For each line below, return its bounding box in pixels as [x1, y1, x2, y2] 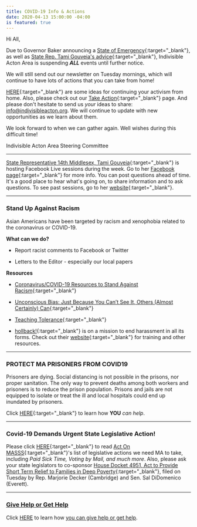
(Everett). [6, 481, 29, 488]
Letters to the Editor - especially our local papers [14, 258, 133, 265]
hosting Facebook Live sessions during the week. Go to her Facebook [6, 165, 175, 173]
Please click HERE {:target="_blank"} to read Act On [6, 443, 131, 450]
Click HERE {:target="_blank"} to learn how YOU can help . [6, 409, 145, 417]
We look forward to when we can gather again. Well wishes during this [6, 124, 176, 132]
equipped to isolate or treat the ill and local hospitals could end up [6, 391, 166, 399]
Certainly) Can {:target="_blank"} [14, 305, 94, 312]
